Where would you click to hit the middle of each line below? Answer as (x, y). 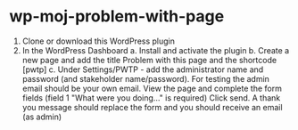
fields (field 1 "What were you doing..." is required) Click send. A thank (151, 97)
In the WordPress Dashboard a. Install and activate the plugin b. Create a (156, 50)
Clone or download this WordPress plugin (99, 41)
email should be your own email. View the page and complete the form (152, 88)
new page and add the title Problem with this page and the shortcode (149, 60)
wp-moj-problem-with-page (117, 16)
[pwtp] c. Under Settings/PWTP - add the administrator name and (143, 69)
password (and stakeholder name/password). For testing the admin (146, 78)
